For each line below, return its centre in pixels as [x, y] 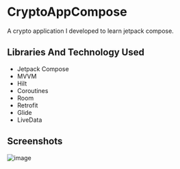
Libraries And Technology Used [76, 52]
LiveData [29, 120]
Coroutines [33, 90]
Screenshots [35, 141]
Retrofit [27, 105]
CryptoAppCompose [67, 12]
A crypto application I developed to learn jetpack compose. [91, 31]
